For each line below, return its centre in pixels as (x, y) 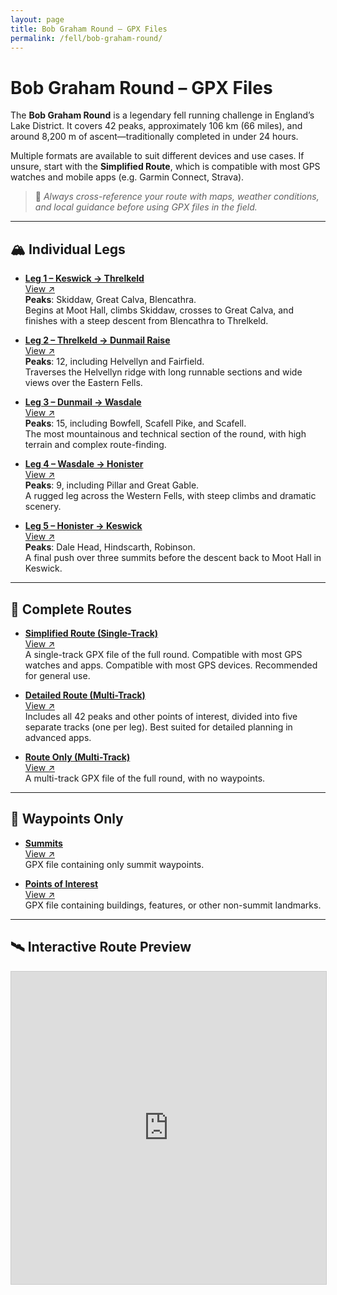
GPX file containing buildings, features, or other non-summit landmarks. (173, 905)
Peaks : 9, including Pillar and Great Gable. (112, 485)
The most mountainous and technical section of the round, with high (165, 434)
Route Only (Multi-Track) (77, 757)
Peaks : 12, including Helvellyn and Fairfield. (114, 362)
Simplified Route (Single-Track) (91, 633)
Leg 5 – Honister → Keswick (83, 526)
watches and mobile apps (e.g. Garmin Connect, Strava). (127, 177)
